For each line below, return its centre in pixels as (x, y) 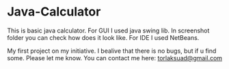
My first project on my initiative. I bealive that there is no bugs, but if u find (112, 51)
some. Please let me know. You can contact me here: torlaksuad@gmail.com (115, 57)
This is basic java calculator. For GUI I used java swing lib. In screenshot (108, 30)
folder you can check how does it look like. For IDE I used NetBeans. (103, 37)
